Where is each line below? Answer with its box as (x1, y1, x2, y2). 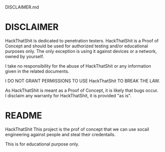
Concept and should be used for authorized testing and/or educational (5, 43, 148, 49)
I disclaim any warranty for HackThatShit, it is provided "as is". (5, 92, 132, 98)
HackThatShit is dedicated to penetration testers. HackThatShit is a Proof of (5, 38, 159, 43)
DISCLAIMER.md (5, 4, 39, 10)
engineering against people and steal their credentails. (5, 131, 116, 137)
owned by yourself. (5, 53, 44, 59)
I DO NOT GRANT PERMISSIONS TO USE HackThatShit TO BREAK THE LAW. (5, 77, 160, 83)
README (5, 110, 42, 121)
